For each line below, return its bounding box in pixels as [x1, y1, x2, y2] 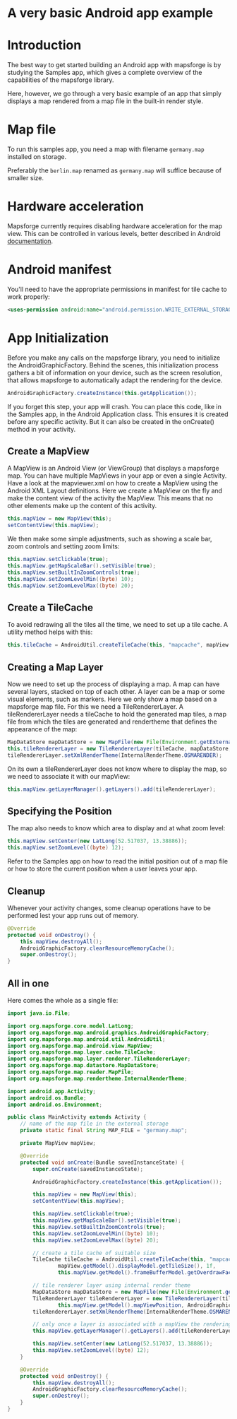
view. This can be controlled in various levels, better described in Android [7, 230, 221, 237]
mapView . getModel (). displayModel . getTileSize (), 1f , [57, 1263, 217, 1270]
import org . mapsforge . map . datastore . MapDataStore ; [7, 1062, 159, 1069]
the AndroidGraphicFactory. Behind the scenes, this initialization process [7, 360, 219, 369]
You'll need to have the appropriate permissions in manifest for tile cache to [7, 285, 228, 293]
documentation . [7, 237, 54, 245]
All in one [7, 977, 49, 989]
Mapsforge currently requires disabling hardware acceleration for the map [7, 222, 223, 230]
